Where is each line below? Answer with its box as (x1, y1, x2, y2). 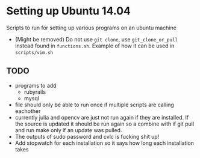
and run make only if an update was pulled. (14, 126, 122, 133)
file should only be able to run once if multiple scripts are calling (14, 101, 175, 108)
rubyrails (23, 88, 46, 96)
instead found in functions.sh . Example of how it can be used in (14, 42, 175, 49)
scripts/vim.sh (14, 49, 54, 55)
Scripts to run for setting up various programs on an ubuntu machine (6, 24, 177, 31)
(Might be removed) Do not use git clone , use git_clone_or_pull (14, 35, 178, 43)
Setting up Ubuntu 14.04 (6, 4, 131, 18)
